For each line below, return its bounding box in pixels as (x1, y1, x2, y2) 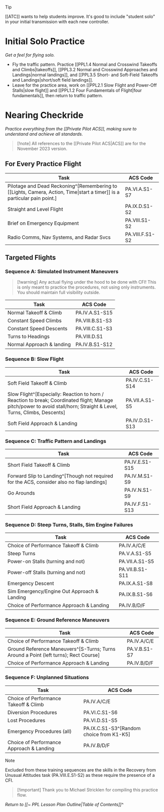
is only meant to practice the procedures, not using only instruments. (17, 284, 156, 290)
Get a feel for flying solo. (5, 52, 55, 58)
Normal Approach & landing (7, 341, 71, 348)
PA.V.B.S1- (126, 645, 153, 652)
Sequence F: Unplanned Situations (5, 674, 89, 681)
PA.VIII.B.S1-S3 (75, 317, 112, 324)
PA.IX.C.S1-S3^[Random (83, 725, 141, 731)
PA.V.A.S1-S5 (119, 550, 152, 557)
